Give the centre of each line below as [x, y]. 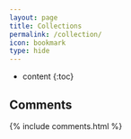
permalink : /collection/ [56, 34]
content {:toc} [48, 76]
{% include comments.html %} [66, 126]
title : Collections [46, 26]
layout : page [34, 17]
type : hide [30, 51]
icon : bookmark [38, 43]
